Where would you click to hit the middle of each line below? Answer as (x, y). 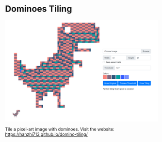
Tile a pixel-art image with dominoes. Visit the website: (60, 129)
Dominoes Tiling (39, 9)
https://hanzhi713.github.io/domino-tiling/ (47, 134)
